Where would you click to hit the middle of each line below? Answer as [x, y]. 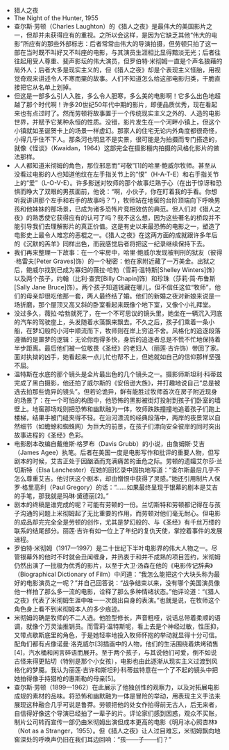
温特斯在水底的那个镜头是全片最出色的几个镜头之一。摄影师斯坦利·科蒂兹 [118, 374]
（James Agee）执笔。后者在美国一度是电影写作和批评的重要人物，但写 [117, 452]
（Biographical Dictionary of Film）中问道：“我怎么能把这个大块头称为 [114, 574]
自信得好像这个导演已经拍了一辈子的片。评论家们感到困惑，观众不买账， [117, 713]
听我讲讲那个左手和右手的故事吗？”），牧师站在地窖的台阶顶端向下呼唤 [114, 200]
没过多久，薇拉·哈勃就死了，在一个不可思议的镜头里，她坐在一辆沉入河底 [118, 313]
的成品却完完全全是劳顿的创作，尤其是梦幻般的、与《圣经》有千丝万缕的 [117, 522]
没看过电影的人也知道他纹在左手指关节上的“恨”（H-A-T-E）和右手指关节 [116, 174]
